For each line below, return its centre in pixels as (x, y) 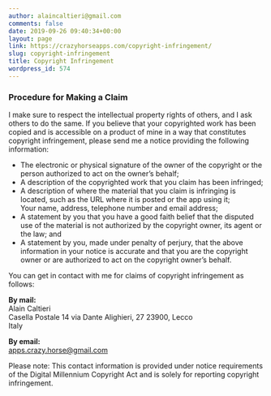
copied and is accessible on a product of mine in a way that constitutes (127, 132)
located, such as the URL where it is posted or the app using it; (125, 200)
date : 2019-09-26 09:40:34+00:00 (65, 31)
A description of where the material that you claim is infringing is (128, 191)
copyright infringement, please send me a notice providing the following (129, 141)
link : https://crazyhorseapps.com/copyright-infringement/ (110, 46)
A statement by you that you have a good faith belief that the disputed (137, 217)
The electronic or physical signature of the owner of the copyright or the (141, 165)
